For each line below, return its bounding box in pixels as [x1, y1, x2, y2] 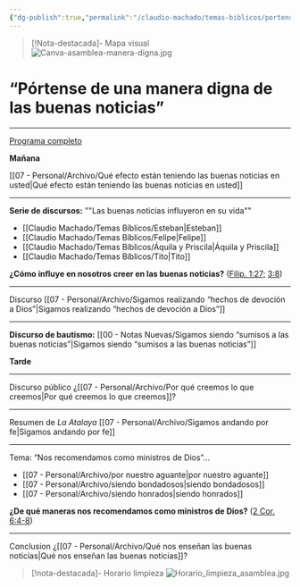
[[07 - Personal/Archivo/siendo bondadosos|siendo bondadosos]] [21, 479, 265, 490]
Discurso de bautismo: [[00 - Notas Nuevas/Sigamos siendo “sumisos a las [9, 329, 289, 340]
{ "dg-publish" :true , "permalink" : [9, 13, 134, 22]
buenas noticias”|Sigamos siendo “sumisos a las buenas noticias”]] [9, 339, 257, 349]
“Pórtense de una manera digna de [9, 78, 273, 98]
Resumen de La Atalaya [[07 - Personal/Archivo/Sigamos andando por [9, 416, 270, 427]
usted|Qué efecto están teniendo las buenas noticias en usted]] [9, 180, 244, 190]
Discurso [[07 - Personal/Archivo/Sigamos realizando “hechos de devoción [9, 294, 286, 305]
